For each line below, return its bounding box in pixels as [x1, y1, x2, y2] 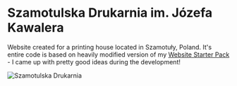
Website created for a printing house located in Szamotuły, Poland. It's [7, 43, 212, 51]
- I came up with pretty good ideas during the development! [7, 57, 181, 66]
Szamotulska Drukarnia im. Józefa [7, 5, 213, 21]
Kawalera [7, 20, 64, 36]
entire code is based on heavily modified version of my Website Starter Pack [7, 50, 230, 59]
